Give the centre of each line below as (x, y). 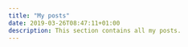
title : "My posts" (39, 16)
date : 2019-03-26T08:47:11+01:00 (64, 23)
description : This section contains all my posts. (95, 30)
